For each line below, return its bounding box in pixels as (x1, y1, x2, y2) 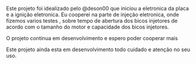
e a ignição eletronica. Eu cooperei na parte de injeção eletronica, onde (6, 11, 180, 18)
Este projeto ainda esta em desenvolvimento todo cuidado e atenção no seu (6, 46, 190, 53)
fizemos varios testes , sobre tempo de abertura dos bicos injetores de (6, 17, 178, 24)
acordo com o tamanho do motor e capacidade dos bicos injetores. (6, 23, 170, 30)
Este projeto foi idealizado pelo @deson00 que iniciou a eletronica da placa (6, 5, 190, 12)
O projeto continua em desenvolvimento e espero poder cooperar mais (6, 35, 178, 41)
